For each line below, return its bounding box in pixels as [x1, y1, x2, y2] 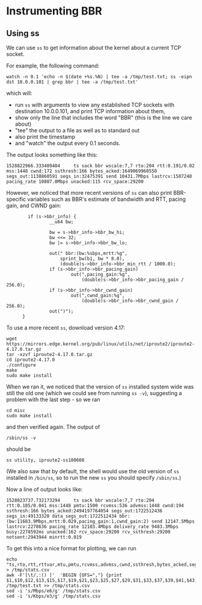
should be [6, 446, 31, 452]
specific [6, 195, 26, 203]
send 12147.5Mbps [151, 518, 195, 524]
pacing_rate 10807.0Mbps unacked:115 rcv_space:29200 [6, 179, 144, 185]
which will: [6, 90, 33, 97]
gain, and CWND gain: [6, 202, 61, 209]
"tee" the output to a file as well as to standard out [14, 127, 140, 134]
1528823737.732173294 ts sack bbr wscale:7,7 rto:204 [6, 497, 155, 503]
